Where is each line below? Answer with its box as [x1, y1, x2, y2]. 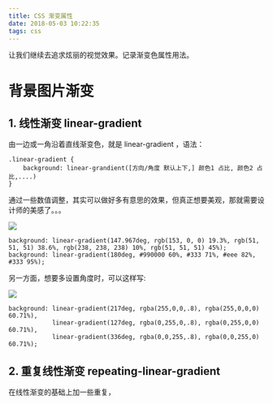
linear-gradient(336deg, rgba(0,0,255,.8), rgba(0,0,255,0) [51, 333, 260, 342]
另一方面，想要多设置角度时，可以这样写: [8, 273, 146, 283]
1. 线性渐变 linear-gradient [8, 116, 142, 130]
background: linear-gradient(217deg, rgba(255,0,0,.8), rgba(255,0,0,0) [8, 305, 260, 313]
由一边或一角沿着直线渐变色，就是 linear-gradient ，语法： [8, 140, 205, 149]
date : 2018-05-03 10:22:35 [8, 19, 100, 28]
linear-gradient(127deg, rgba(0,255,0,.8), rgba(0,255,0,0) [51, 319, 260, 327]
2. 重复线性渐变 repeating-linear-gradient [8, 364, 221, 378]
